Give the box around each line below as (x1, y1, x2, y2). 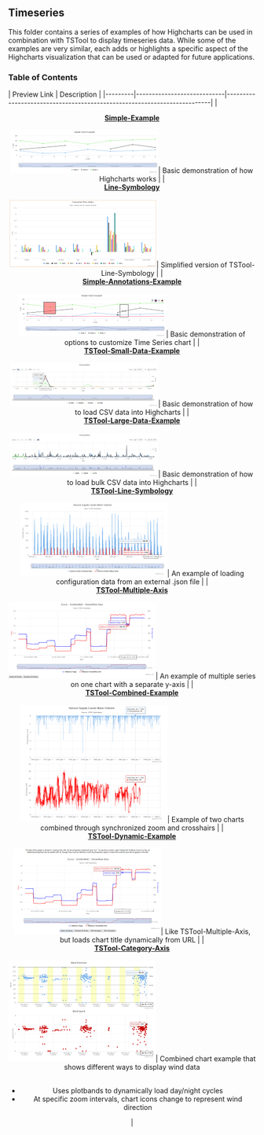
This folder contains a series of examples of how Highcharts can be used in (8, 27, 253, 36)
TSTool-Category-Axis (93, 943, 170, 953)
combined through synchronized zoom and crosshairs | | (40, 823, 224, 832)
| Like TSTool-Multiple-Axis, (160, 927, 251, 936)
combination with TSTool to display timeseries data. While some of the (8, 35, 236, 45)
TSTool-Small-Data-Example (83, 346, 181, 356)
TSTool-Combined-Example (85, 688, 179, 698)
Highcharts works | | (99, 174, 165, 184)
